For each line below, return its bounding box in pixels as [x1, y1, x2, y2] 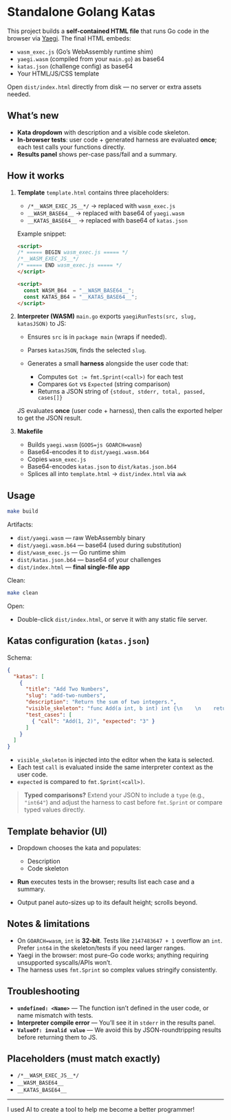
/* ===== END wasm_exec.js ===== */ [16, 262, 122, 269]
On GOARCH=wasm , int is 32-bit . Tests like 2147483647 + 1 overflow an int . [16, 936, 223, 945]
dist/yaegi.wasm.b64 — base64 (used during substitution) [16, 541, 182, 550]
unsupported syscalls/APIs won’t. [16, 958, 112, 966]
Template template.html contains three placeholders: [16, 188, 169, 197]
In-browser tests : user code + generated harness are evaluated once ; [16, 135, 217, 144]
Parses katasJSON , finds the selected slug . [27, 346, 146, 355]
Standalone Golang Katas [7, 4, 156, 20]
